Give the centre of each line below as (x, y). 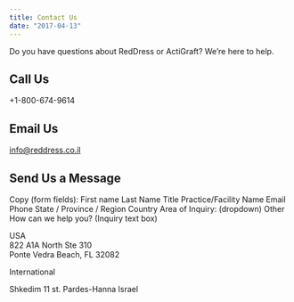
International (33, 272)
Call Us (29, 79)
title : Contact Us (43, 17)
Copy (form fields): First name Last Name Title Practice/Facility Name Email (148, 199)
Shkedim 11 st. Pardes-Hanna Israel (74, 289)
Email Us (34, 129)
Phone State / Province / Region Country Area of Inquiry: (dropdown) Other (147, 208)
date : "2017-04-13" (45, 26)
